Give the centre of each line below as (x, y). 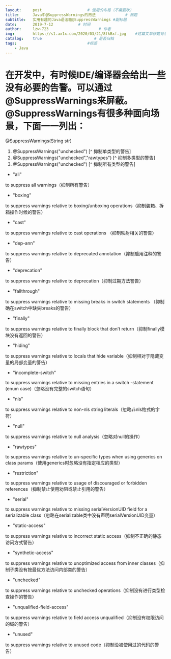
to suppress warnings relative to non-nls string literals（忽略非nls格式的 (80, 409)
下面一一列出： (54, 126)
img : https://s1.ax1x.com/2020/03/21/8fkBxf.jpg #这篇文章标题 (83, 34)
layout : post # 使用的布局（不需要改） (69, 10)
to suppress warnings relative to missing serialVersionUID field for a (76, 509)
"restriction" (25, 473)
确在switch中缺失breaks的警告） (39, 308)
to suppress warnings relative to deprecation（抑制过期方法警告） (75, 281)
